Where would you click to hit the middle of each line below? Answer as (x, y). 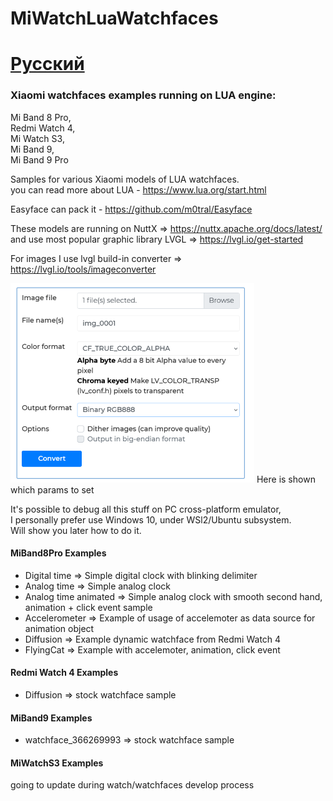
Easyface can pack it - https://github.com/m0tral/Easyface (131, 209)
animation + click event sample (88, 607)
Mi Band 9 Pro (39, 159)
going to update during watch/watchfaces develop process (132, 785)
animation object (59, 628)
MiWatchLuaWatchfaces (114, 18)
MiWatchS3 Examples (57, 763)
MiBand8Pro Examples (58, 553)
